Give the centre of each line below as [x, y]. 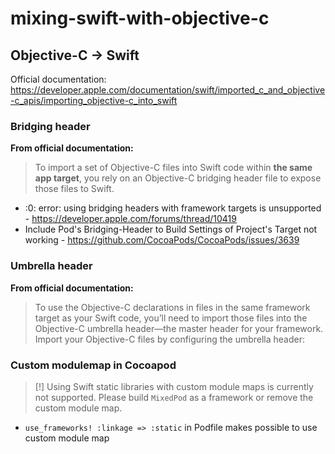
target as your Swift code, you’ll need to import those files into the [171, 318]
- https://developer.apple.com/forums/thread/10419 [130, 219]
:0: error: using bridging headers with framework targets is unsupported [173, 208]
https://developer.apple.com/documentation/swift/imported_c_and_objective [168, 90]
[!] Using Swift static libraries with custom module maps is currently [174, 386]
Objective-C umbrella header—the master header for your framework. [179, 328]
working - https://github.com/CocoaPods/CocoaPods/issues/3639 [162, 240]
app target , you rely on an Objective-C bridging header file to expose [178, 178]
